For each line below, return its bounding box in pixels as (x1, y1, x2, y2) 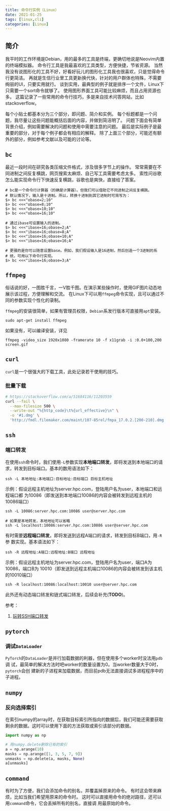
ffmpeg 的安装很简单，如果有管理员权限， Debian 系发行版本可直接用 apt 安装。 (5, 308, 163, 314)
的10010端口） (5, 572, 35, 578)
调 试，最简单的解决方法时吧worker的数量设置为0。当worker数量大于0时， (5, 661, 161, 668)
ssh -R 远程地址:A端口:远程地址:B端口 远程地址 (5, 549, 95, 554)
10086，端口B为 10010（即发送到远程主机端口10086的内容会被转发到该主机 (5, 565, 163, 572)
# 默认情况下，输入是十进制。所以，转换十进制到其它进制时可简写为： (5, 193, 131, 198)
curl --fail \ (5, 399, 35, 404)
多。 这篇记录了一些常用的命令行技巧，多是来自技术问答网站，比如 (5, 94, 144, 100)
